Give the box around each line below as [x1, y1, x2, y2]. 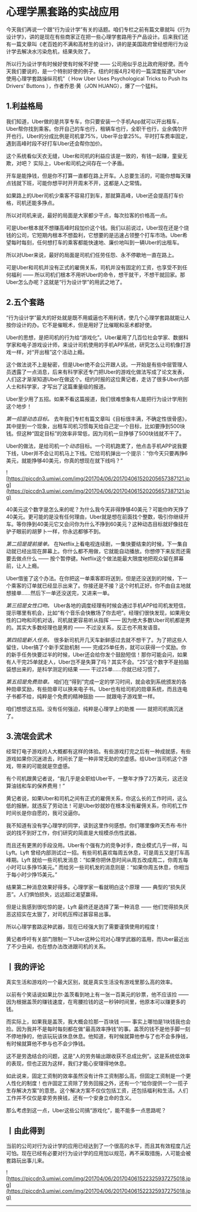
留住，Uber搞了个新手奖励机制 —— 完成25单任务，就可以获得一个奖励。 [6, 644, 182, 651]
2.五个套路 [6, 297, 45, 307]
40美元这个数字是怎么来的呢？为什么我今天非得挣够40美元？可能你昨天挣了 [6, 506, 189, 513]
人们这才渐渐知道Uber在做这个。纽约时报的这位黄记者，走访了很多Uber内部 [6, 375, 189, 382]
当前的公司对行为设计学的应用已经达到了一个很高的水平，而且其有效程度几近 [6, 1142, 191, 1149]
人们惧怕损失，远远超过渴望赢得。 [18, 891, 101, 898]
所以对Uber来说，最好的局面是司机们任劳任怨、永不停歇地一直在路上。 [6, 251, 178, 258]
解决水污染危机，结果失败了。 [21, 48, 94, 55]
